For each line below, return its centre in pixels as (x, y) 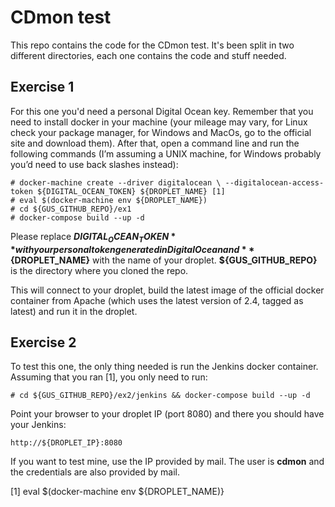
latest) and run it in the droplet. (74, 311)
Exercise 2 (43, 342)
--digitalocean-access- (274, 182)
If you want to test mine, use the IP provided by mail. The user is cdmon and (167, 462)
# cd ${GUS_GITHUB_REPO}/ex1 (71, 209)
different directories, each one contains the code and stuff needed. (148, 55)
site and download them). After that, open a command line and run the (155, 143)
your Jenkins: (38, 425)
